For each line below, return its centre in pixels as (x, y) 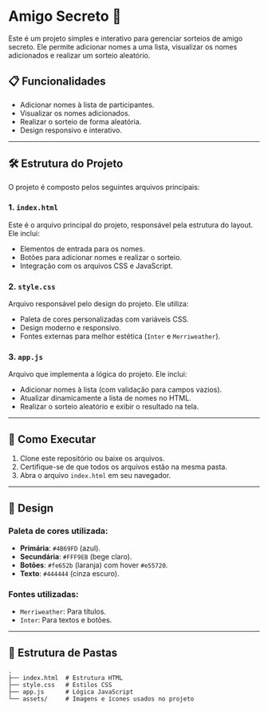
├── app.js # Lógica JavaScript (71, 692)
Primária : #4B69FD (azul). (60, 548)
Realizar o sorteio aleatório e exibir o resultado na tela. (109, 407)
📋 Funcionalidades (57, 82)
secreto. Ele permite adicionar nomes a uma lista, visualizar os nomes (123, 46)
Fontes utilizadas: (43, 594)
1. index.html (33, 207)
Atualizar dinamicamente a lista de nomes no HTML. (105, 398)
